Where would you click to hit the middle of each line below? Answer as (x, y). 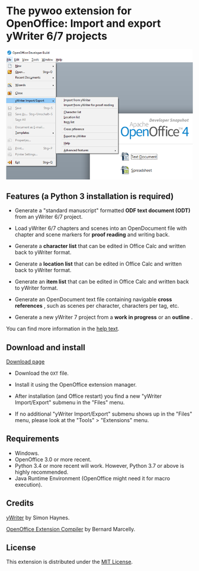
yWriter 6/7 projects (57, 36)
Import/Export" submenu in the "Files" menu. (70, 402)
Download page (25, 361)
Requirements (33, 439)
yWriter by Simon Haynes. (38, 518)
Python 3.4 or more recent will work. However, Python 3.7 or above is (99, 465)
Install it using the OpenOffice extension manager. (76, 384)
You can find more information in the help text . (63, 329)
